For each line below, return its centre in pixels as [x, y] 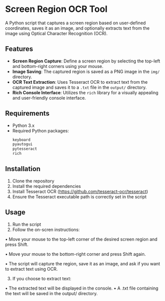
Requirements [27, 113]
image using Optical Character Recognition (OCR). [56, 33]
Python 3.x [23, 125]
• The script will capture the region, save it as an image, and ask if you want [82, 263]
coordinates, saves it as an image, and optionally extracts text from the [77, 28]
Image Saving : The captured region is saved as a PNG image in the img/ [86, 71]
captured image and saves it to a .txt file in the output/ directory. [80, 87]
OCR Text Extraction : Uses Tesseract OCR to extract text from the [80, 82]
